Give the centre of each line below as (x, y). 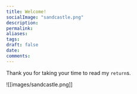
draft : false (22, 45)
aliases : (17, 34)
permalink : (20, 28)
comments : (18, 56)
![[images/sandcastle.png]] (40, 84)
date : (13, 51)
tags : (13, 39)
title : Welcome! (26, 12)
